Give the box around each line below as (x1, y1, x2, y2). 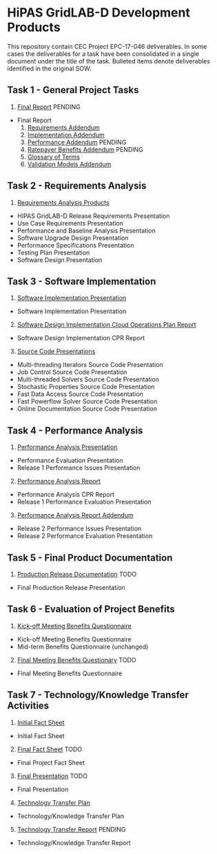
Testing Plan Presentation (17, 248, 90, 257)
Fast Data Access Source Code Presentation (17, 390, 143, 398)
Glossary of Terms (27, 152, 81, 161)
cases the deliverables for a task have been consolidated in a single (7, 50, 200, 58)
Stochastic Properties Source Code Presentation (17, 383, 155, 391)
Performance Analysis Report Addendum (17, 511, 134, 519)
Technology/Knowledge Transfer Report (17, 838, 131, 846)
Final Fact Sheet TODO (17, 745, 83, 753)
